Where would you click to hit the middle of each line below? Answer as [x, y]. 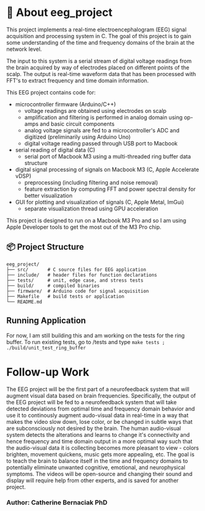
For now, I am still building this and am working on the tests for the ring [95, 335]
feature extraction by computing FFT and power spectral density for [110, 189]
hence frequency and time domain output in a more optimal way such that [99, 441]
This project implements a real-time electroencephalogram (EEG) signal [96, 29]
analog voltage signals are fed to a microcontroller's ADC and [102, 130]
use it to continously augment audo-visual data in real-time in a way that [97, 415]
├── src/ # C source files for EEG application [76, 269]
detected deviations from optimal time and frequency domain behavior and [101, 409]
